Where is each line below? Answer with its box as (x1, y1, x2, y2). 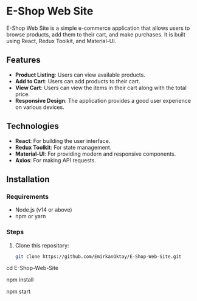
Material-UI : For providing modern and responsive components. (15, 150, 176, 157)
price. (15, 90, 30, 98)
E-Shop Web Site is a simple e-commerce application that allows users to (6, 24, 190, 32)
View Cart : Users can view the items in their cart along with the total (15, 84, 187, 91)
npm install (6, 276, 34, 283)
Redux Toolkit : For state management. (15, 144, 112, 151)
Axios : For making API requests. (15, 156, 96, 164)
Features (6, 55, 41, 65)
